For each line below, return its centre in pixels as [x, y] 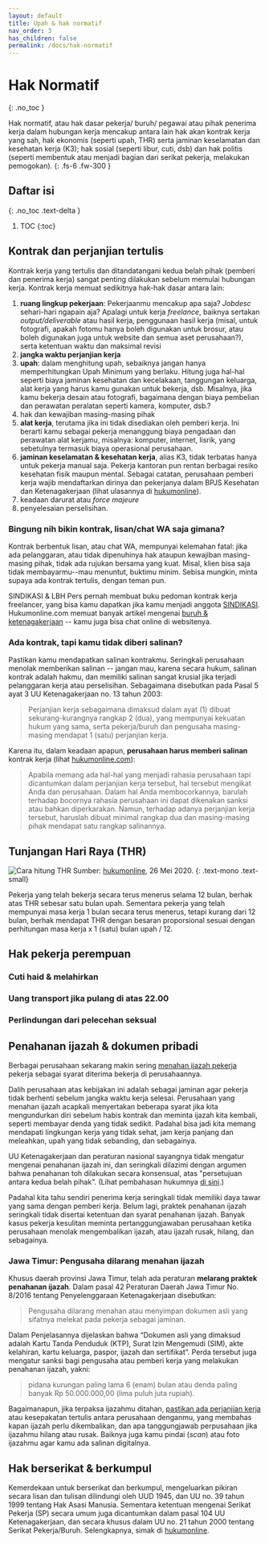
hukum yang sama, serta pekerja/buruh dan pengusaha [120, 727]
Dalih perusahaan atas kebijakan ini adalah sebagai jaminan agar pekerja [128, 1090]
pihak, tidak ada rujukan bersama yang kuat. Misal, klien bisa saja [142, 563]
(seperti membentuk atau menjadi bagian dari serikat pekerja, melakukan [129, 157]
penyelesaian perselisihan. [64, 508]
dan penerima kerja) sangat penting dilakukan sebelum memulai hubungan [132, 279]
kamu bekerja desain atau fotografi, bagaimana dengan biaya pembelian [139, 397]
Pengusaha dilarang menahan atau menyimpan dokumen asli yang [138, 1311]
